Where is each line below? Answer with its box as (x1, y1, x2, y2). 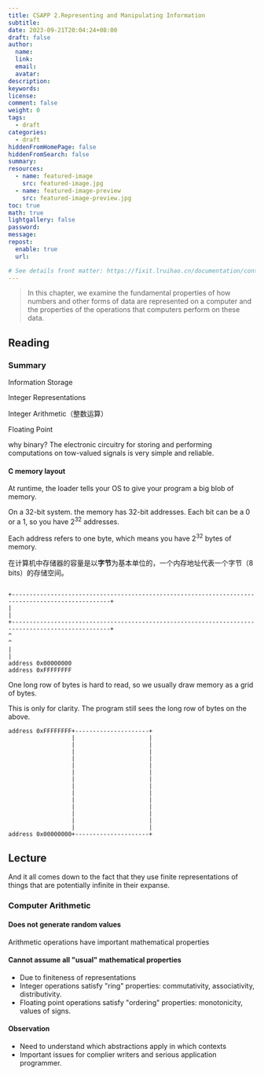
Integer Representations (8, 393, 86, 402)
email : (15, 63, 37, 71)
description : (8, 77, 51, 85)
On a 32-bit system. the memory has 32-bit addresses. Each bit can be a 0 (8, 508, 251, 517)
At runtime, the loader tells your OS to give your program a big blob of (8, 484, 234, 493)
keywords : (8, 84, 41, 93)
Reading (8, 336, 49, 350)
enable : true (15, 245, 58, 253)
